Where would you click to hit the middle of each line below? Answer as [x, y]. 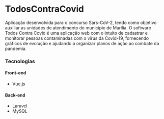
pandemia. [16, 48]
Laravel [20, 106]
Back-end [15, 95]
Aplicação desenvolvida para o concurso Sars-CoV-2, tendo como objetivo [81, 23]
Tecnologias [20, 61]
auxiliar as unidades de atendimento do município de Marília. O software [78, 27]
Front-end [15, 73]
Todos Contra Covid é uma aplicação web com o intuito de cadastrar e [77, 33]
